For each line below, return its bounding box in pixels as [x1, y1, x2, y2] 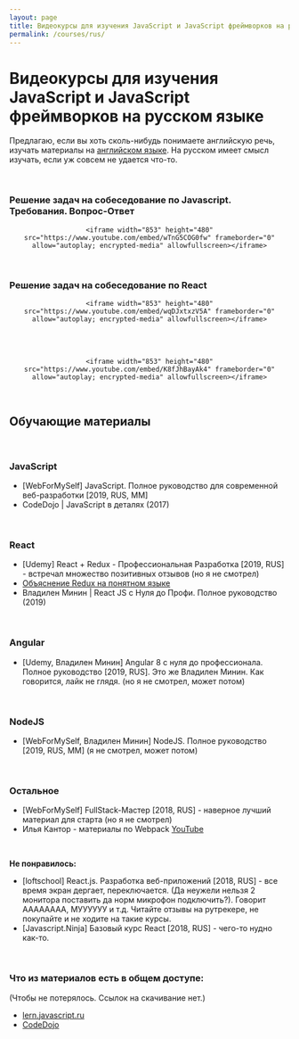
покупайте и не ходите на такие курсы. [21, 913, 172, 924]
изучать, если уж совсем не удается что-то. [9, 154, 178, 165]
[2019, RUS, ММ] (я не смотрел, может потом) [21, 745, 198, 755]
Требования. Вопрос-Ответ [9, 205, 135, 218]
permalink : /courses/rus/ [9, 29, 105, 38]
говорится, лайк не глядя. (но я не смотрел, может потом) [21, 675, 246, 687]
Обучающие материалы [9, 414, 151, 429]
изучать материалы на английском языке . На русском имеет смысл [9, 144, 270, 156]
